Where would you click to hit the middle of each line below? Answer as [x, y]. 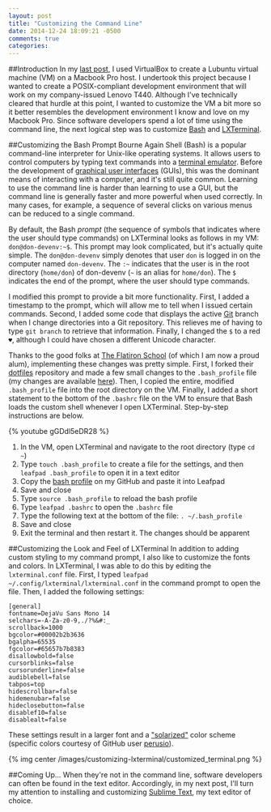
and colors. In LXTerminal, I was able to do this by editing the [110, 566]
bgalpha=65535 [32, 642]
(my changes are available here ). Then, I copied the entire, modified [121, 381]
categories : [28, 46]
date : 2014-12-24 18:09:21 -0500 [65, 31]
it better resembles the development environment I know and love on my [129, 112]
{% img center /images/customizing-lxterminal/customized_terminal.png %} [135, 759]
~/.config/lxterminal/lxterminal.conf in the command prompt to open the [135, 583]
